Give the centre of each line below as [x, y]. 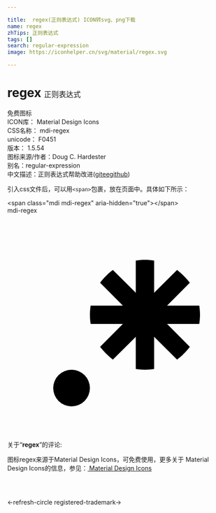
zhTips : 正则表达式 [33, 33]
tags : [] [20, 39]
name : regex [24, 26]
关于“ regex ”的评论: [35, 445]
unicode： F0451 [32, 139]
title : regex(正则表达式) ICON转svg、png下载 [72, 20]
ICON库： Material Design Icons [53, 121]
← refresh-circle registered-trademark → [64, 502]
